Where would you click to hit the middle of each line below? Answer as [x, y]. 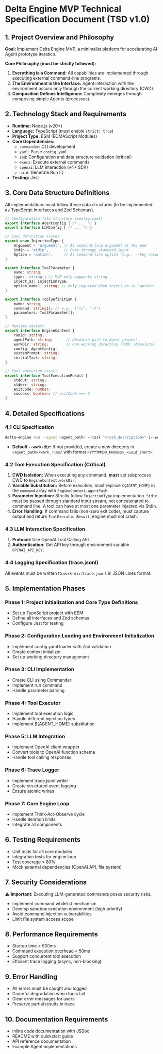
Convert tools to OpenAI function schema [54, 752]
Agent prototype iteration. [31, 54]
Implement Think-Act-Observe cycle [48, 814]
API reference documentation [41, 1041]
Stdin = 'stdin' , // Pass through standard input [72, 250]
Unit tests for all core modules [42, 851]
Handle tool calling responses [42, 757]
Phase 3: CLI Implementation [40, 669]
